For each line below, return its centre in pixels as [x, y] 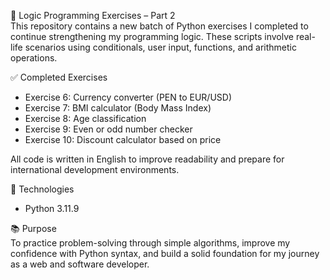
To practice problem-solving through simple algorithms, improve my [150, 243]
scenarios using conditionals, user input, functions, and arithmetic [160, 47]
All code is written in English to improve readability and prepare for [147, 159]
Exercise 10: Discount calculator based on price [123, 139]
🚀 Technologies [42, 189]
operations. [34, 58]
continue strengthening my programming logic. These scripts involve [152, 36]
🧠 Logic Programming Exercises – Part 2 [93, 15]
